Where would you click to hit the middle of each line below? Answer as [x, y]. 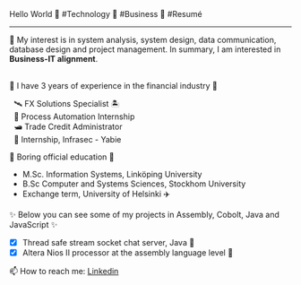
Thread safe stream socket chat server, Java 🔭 [108, 242]
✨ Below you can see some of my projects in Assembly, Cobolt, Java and [145, 215]
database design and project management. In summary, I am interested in [145, 49]
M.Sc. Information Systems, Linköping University [112, 174]
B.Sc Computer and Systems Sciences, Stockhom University [134, 184]
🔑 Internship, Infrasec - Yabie [67, 139]
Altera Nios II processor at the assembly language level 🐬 [128, 253]
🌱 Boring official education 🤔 [62, 157]
